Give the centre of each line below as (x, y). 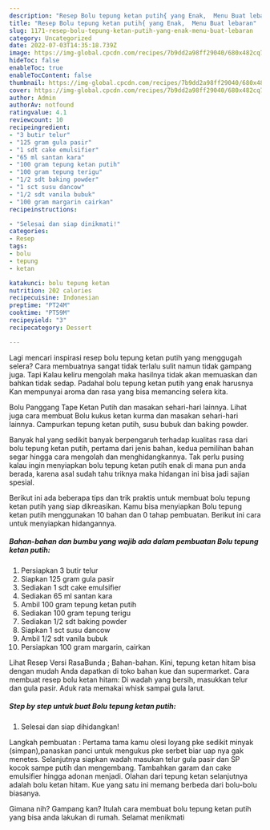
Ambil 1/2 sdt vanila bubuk (64, 639)
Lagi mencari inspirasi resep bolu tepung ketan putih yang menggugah (126, 357)
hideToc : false (34, 61)
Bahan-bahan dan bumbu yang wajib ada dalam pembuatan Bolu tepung (134, 542)
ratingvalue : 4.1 (38, 113)
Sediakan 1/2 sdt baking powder (74, 621)
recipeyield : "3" (38, 320)
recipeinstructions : (44, 209)
